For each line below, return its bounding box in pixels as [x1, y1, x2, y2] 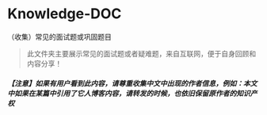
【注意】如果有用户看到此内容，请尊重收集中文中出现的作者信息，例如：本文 [7, 79, 257, 88]
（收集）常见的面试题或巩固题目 [7, 32, 112, 41]
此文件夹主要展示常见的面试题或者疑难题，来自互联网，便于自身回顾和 [26, 48, 257, 58]
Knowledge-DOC [7, 5, 122, 23]
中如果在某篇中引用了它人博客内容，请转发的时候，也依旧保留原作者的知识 [7, 88, 250, 98]
